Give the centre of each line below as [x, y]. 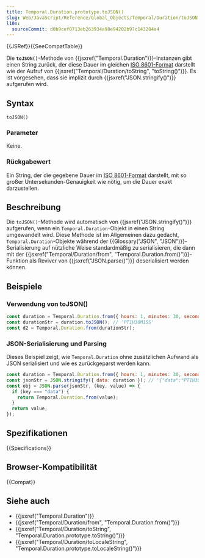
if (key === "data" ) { [41, 391]
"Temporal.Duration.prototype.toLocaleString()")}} [78, 548]
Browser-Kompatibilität [52, 467]
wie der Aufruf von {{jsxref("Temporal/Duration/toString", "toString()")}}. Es [101, 71]
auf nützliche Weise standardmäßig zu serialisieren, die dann [118, 248]
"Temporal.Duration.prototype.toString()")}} [70, 535]
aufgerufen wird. [27, 84]
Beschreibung [34, 207]
